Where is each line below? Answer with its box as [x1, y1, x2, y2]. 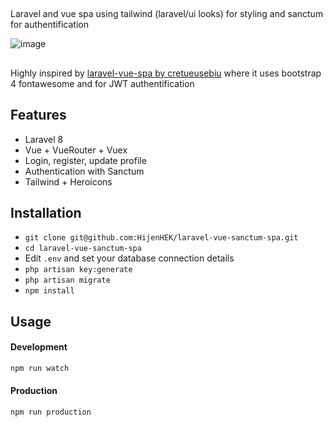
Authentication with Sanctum [24, 165, 145, 177]
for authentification [10, 19, 89, 31]
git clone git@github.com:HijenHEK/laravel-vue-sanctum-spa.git [24, 233, 299, 243]
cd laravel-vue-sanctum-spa [24, 244, 142, 254]
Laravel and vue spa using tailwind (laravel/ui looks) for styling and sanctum [10, 8, 324, 20]
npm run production [10, 407, 92, 418]
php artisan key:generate [24, 265, 133, 275]
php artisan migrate [24, 275, 111, 286]
